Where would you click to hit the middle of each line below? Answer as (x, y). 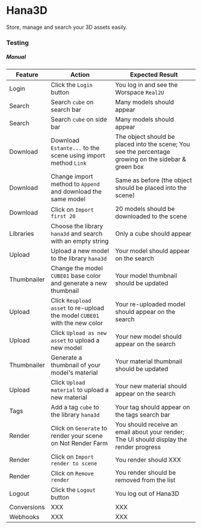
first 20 (63, 216)
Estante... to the (75, 148)
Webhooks (24, 516)
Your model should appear (152, 251)
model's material (74, 372)
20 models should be (145, 209)
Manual (16, 57)
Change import (72, 176)
